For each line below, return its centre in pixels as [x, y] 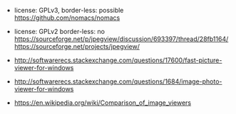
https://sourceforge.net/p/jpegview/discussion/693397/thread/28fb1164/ [121, 39]
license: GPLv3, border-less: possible [69, 10]
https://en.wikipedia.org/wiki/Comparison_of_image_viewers [102, 103]
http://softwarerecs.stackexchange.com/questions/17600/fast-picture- [118, 60]
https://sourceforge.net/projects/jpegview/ [77, 46]
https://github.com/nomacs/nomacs [67, 18]
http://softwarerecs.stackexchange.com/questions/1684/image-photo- [118, 81]
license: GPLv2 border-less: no [60, 32]
